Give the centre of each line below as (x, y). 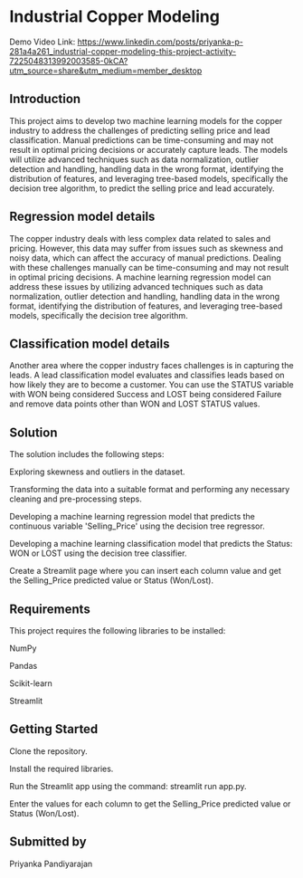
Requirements (50, 609)
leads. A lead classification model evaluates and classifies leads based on (147, 375)
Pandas (24, 666)
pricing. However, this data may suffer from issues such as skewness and (146, 248)
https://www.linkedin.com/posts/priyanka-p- (161, 42)
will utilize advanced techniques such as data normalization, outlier (134, 159)
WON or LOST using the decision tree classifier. (98, 553)
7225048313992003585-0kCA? (69, 61)
